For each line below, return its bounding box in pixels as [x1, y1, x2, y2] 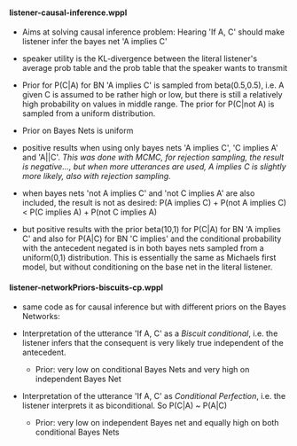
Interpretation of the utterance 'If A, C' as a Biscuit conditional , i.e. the [21, 328, 278, 339]
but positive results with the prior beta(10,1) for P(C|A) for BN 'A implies [21, 224, 281, 235]
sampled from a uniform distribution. [21, 108, 156, 119]
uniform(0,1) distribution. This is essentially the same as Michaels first [21, 253, 277, 263]
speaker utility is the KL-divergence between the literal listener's [21, 53, 258, 64]
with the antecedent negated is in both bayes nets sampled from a [21, 243, 264, 254]
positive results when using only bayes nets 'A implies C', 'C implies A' [21, 143, 279, 153]
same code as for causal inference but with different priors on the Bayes [21, 301, 286, 312]
